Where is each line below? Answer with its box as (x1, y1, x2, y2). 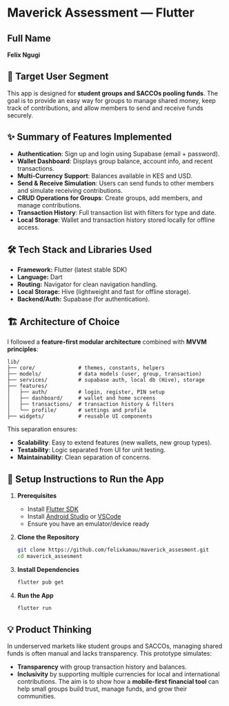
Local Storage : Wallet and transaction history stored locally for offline (17, 216, 215, 224)
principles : (7, 345, 39, 353)
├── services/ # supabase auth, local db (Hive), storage (7, 377, 206, 384)
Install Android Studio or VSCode (27, 512, 121, 521)
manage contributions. (17, 201, 81, 209)
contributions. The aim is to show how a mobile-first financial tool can (17, 678, 219, 686)
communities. (17, 692, 57, 700)
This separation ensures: (7, 425, 78, 434)
